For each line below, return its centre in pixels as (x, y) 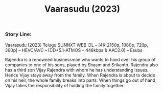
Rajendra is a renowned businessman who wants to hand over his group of (80, 59)
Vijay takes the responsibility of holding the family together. (65, 85)
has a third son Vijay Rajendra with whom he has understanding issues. (77, 70)
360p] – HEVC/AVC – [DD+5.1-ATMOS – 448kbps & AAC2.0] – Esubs (74, 50)
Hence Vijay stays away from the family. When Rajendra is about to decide (80, 75)
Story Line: (18, 34)
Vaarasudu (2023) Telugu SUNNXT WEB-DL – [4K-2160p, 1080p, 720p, (77, 45)
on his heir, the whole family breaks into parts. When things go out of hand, (81, 80)
